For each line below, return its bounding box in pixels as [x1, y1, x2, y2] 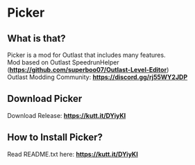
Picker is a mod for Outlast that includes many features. [7, 51, 166, 59]
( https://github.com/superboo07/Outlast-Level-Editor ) [7, 66, 169, 73]
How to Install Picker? [7, 132, 103, 144]
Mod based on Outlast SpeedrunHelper [7, 58, 119, 67]
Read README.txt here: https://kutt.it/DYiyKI [7, 150, 139, 158]
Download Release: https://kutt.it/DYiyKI [7, 111, 126, 119]
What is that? [7, 33, 66, 44]
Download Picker [7, 93, 83, 105]
